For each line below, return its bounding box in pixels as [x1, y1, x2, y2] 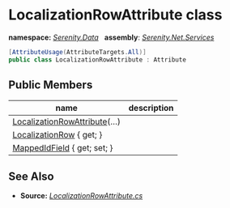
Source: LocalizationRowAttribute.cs [19, 191, 143, 201]
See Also [8, 169, 54, 183]
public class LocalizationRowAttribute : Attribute [8, 55, 186, 64]
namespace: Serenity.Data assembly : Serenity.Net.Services [8, 32, 215, 42]
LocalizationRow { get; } [12, 129, 103, 140]
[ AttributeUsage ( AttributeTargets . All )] [8, 48, 147, 56]
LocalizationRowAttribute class [8, 6, 223, 24]
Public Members [8, 79, 93, 92]
